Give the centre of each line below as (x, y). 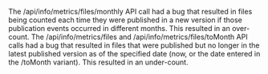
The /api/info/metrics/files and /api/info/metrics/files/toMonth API (139, 37)
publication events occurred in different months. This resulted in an (119, 28)
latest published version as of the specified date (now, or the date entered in (134, 54)
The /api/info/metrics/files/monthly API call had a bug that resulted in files (130, 12)
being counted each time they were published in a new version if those (125, 20)
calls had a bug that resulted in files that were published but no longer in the (134, 45)
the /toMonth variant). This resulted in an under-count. (98, 62)
